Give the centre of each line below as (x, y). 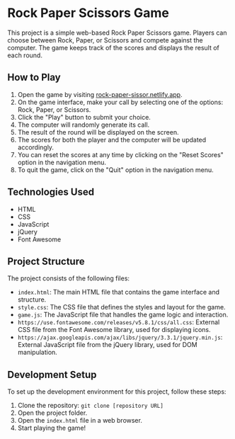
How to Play (34, 78)
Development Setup (52, 374)
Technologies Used (51, 192)
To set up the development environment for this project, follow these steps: (117, 392)
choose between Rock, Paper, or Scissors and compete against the (105, 40)
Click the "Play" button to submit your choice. (84, 117)
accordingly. (36, 147)
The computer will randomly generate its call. (84, 125)
